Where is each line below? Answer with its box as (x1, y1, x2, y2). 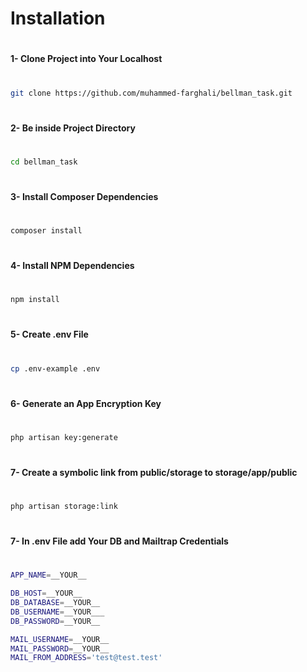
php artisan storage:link (10, 502, 118, 512)
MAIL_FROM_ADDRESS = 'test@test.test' (10, 653, 163, 663)
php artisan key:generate (10, 432, 118, 442)
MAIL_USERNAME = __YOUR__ (10, 634, 110, 644)
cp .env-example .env (10, 363, 101, 374)
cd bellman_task (10, 157, 78, 167)
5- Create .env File (10, 328, 89, 341)
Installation (10, 7, 106, 30)
